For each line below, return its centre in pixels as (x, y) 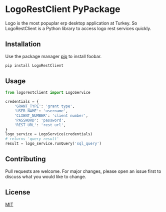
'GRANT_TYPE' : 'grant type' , (44, 106)
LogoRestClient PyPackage (63, 9)
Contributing (25, 159)
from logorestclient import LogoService (48, 93)
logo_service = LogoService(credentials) (49, 134)
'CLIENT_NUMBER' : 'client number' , (51, 116)
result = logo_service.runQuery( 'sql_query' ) (53, 144)
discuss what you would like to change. (46, 176)
